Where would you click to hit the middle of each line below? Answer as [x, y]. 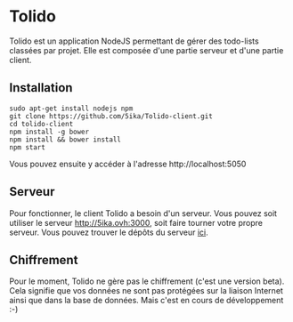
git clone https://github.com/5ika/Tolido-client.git [111, 116]
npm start [28, 147]
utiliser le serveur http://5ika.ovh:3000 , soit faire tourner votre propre [136, 222]
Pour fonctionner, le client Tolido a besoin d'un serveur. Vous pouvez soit [143, 213]
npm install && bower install [65, 140]
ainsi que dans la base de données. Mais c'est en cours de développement [146, 301]
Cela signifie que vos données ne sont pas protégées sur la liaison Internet [146, 291]
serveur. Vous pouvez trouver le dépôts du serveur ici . [109, 232]
